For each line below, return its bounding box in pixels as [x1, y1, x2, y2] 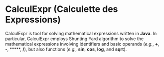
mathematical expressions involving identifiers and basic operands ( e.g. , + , [5, 41, 160, 47]
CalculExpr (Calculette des [5, 3, 118, 15]
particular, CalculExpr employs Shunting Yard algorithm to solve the [5, 36, 144, 42]
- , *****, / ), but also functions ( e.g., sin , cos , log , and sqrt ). [5, 46, 127, 52]
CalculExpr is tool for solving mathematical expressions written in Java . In [5, 30, 157, 36]
